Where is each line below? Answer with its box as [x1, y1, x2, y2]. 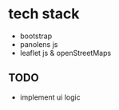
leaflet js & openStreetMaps [19, 48, 112, 57]
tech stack [8, 5, 80, 23]
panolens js [19, 39, 58, 49]
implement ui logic [19, 92, 81, 102]
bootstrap [19, 31, 53, 41]
